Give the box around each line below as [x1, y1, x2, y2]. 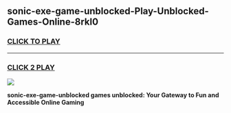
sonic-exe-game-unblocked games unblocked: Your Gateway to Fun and [7, 90, 219, 99]
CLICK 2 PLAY [7, 62, 55, 72]
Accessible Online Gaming [7, 98, 85, 106]
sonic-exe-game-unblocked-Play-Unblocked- [7, 5, 209, 17]
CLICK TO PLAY [7, 37, 60, 47]
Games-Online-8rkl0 [7, 16, 98, 28]
